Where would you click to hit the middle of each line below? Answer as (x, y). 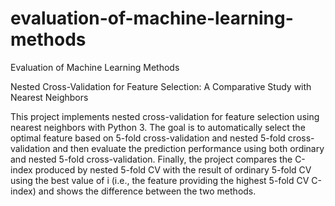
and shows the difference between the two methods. (147, 191)
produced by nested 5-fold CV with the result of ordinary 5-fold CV (173, 169)
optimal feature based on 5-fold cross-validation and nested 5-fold (148, 138)
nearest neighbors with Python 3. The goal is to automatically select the (158, 127)
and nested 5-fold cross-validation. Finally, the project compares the (151, 159)
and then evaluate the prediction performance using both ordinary (188, 148)
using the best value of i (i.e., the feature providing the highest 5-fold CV (160, 180)
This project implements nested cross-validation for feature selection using (165, 116)
